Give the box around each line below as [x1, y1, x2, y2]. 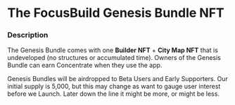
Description [7, 30, 49, 40]
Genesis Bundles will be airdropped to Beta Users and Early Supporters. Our [7, 75, 229, 83]
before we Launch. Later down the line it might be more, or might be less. [7, 89, 220, 98]
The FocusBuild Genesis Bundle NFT [7, 5, 225, 21]
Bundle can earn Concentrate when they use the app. [7, 61, 163, 70]
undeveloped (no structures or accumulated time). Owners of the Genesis [7, 54, 222, 62]
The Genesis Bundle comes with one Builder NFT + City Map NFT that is [7, 46, 218, 54]
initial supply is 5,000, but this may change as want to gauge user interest [7, 82, 221, 91]
